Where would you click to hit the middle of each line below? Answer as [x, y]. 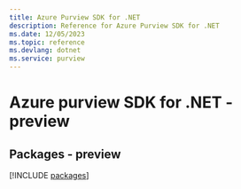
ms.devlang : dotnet [45, 51]
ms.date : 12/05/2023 [47, 34]
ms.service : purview [47, 59]
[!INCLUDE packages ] [49, 175]
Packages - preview [65, 154]
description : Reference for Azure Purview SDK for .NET [114, 26]
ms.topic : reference [47, 42]
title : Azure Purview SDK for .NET [75, 17]
